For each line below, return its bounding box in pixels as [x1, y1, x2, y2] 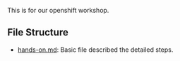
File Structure [7, 26, 68, 38]
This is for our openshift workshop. [7, 6, 109, 14]
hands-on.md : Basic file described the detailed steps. [17, 45, 174, 54]
